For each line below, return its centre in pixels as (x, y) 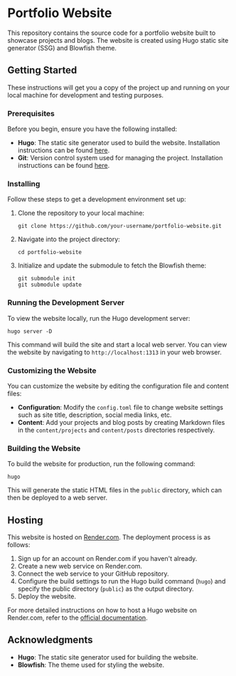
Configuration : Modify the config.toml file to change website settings (120, 407)
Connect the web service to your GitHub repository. (93, 574)
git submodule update (49, 285)
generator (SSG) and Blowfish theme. (62, 48)
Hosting (26, 520)
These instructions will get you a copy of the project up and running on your (118, 88)
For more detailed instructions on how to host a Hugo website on (102, 611)
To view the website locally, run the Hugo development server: (99, 318)
